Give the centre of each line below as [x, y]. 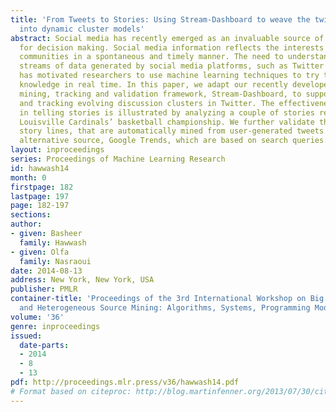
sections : [31, 215]
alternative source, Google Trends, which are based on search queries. [174, 141]
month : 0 [28, 177]
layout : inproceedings [57, 150]
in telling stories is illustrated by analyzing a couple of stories [167, 112]
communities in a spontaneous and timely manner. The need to [151, 57]
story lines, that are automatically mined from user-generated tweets [172, 131]
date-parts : [44, 345]
